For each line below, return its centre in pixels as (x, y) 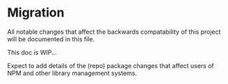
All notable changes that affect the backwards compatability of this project (114, 32)
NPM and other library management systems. (72, 73)
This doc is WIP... (32, 52)
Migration (36, 13)
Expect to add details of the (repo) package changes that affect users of (111, 65)
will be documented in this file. (51, 39)
